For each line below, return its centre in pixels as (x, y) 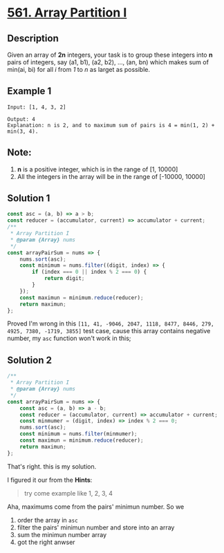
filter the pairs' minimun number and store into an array (96, 527)
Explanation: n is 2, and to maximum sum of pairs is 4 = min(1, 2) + (111, 125)
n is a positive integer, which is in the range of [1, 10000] (97, 169)
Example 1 (29, 91)
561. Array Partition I (67, 13)
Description (33, 38)
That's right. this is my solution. (52, 466)
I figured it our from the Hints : (50, 480)
